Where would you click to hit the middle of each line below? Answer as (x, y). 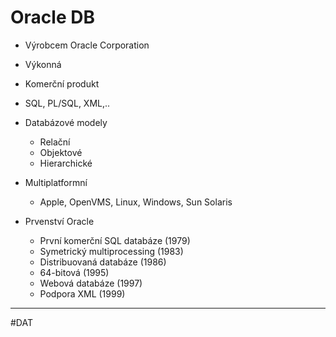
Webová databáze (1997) (91, 283)
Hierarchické (66, 163)
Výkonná (43, 64)
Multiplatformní (56, 182)
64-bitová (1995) (74, 272)
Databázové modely (66, 122)
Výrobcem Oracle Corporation (87, 45)
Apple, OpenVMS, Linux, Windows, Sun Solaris (136, 202)
